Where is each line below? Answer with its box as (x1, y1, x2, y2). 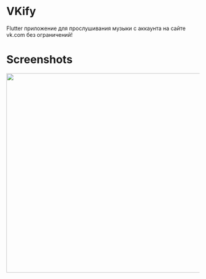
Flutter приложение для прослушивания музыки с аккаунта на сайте (6, 25, 186, 32)
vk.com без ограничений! (6, 31, 73, 38)
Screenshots (6, 53, 73, 67)
